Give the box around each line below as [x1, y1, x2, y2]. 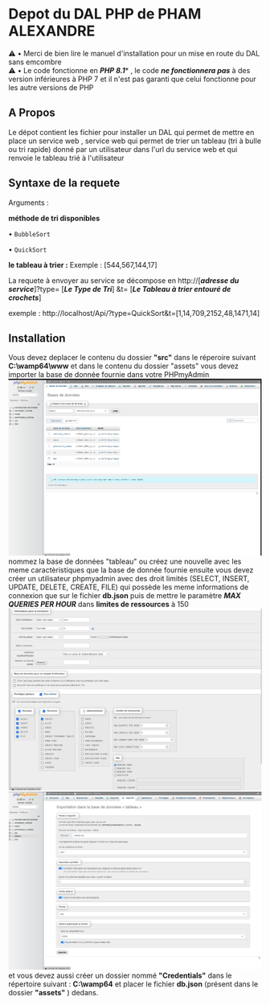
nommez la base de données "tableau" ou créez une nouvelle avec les [8, 556, 242, 566]
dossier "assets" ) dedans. [8, 988, 99, 998]
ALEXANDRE [8, 22, 96, 40]
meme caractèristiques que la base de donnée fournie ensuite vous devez [8, 564, 254, 575]
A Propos [8, 106, 56, 120]
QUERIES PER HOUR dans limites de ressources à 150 [8, 599, 189, 609]
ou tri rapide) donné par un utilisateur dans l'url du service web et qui [8, 144, 238, 154]
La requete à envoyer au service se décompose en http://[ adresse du [8, 275, 239, 285]
